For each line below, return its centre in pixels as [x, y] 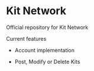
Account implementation [45, 50]
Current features [26, 38]
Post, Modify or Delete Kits [47, 62]
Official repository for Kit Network [47, 27]
